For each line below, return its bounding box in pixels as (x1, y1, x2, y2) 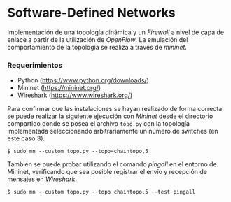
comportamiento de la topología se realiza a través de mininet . (7, 43, 188, 51)
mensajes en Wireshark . (7, 175, 77, 183)
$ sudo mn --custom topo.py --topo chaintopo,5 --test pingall (7, 189, 196, 196)
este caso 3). (7, 134, 45, 143)
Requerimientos (7, 60, 63, 70)
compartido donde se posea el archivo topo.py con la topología (7, 120, 190, 128)
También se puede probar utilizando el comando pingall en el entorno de (7, 160, 217, 168)
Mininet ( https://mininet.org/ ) (17, 84, 101, 92)
